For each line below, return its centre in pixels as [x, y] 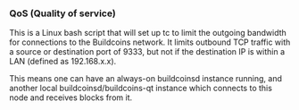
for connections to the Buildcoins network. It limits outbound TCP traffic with [150, 42]
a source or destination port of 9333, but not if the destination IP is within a [147, 52]
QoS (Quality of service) [62, 13]
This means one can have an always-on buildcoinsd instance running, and [146, 79]
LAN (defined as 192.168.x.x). [63, 62]
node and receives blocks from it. [71, 97]
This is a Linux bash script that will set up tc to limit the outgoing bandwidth [148, 33]
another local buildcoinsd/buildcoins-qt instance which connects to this [141, 89]
